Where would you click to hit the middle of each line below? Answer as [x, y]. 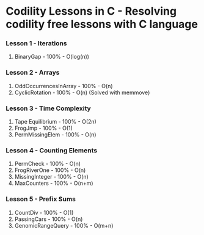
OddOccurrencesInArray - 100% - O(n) [64, 86]
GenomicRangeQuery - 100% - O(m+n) [64, 225]
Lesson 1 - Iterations [37, 43]
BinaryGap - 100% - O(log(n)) [52, 57]
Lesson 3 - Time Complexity [48, 108]
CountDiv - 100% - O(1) [44, 212]
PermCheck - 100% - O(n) [47, 164]
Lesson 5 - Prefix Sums [41, 199]
